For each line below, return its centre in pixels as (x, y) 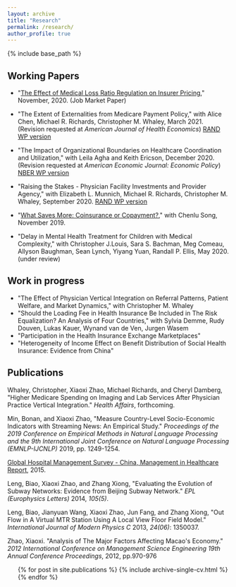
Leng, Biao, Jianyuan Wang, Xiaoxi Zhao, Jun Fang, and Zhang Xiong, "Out (116, 512)
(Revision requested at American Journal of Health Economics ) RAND (119, 129)
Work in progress (46, 281)
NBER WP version (43, 173)
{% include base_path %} (44, 54)
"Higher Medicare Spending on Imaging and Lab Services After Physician (114, 397)
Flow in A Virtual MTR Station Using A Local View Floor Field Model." (107, 519)
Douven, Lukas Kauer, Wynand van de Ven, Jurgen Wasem (103, 328)
